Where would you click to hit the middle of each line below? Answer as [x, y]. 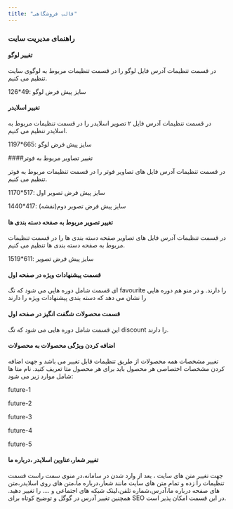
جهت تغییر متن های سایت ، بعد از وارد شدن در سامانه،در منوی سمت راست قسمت [115, 475]
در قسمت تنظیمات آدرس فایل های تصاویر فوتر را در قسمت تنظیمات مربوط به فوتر [117, 171]
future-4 [20, 430]
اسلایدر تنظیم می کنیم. [38, 130]
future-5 [20, 444]
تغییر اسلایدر [24, 108]
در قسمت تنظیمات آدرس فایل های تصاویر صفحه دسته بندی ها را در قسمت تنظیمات [117, 238]
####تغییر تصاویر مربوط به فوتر [51, 158]
